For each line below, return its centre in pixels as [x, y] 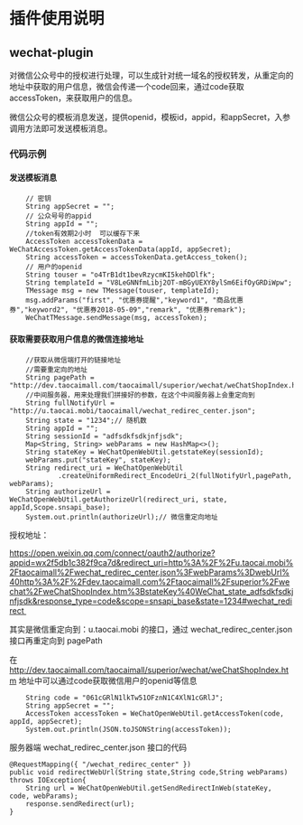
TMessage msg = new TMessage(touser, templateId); [123, 291]
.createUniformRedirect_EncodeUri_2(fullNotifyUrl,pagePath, [175, 476]
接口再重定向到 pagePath [56, 641]
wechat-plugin [51, 52]
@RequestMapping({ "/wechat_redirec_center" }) [101, 764]
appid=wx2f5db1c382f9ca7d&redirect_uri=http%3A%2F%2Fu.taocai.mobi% [151, 563]
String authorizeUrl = [68, 492]
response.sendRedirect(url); [80, 804]
